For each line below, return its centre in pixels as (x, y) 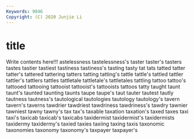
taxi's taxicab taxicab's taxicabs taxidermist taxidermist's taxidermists (90, 118)
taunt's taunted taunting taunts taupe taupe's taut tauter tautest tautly (90, 93)
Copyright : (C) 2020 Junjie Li (44, 17)
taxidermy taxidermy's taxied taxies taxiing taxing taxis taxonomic (85, 124)
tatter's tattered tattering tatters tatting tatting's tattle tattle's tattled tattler (95, 74)
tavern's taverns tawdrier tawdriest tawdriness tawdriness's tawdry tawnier (97, 105)
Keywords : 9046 (25, 11)
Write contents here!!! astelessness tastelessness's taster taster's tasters (94, 62)
